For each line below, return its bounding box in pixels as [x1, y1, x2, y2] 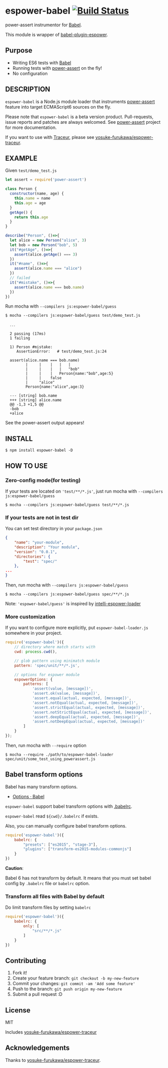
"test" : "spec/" [23, 559, 57, 564]
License [5, 1006, 31, 1014]
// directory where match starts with [14, 645, 96, 650]
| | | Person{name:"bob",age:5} [25, 371, 114, 376]
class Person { [5, 186, 37, 191]
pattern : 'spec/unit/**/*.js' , [14, 663, 80, 668]
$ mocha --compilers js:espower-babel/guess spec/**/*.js [5, 592, 129, 597]
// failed [10, 275, 30, 280]
